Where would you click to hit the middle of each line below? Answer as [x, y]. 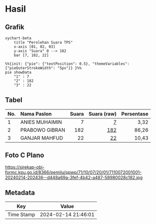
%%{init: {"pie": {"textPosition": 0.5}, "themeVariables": [68, 64]
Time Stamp [21, 215]
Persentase [135, 114]
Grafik [15, 27]
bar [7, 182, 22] [31, 55]
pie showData [18, 72]
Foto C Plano [25, 155]
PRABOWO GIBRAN [43, 130]
